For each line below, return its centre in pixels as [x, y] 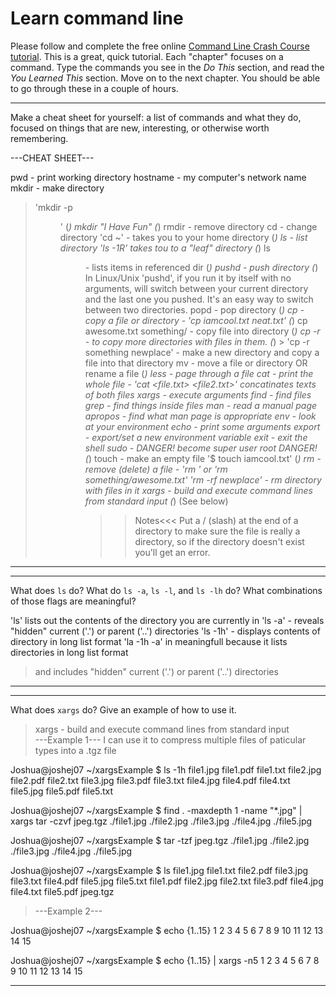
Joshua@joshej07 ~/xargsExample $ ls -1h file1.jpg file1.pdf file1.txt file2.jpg [166, 769]
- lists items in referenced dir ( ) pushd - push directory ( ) [201, 267]
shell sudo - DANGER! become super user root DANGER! [201, 448]
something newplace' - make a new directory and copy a [202, 352]
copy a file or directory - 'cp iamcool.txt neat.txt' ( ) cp [196, 320]
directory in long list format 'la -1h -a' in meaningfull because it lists [149, 641]
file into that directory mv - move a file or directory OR [196, 363]
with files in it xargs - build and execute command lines [198, 490]
